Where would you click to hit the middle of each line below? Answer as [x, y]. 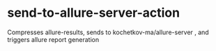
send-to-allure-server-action [93, 13]
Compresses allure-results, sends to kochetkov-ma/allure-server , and [108, 32]
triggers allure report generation [53, 39]
